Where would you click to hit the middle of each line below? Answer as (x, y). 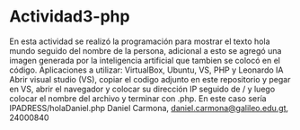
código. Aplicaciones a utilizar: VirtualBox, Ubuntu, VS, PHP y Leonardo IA (147, 70)
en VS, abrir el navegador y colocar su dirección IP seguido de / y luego (142, 89)
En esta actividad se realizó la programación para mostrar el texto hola (140, 41)
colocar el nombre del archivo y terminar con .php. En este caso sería (138, 98)
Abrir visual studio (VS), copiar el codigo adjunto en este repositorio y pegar (150, 79)
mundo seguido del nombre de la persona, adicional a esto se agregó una (146, 50)
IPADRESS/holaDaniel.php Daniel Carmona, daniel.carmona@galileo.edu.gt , (149, 108)
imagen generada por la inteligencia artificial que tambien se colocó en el (145, 60)
